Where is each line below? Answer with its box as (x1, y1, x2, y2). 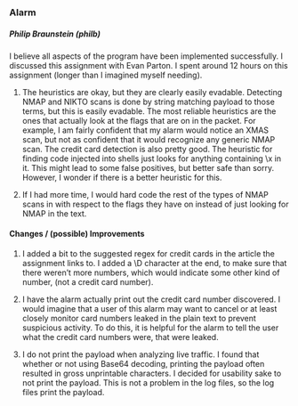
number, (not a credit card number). (21, 277, 154, 288)
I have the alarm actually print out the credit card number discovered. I (21, 294, 281, 304)
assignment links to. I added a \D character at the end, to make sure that (21, 258, 287, 269)
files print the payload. (21, 387, 105, 398)
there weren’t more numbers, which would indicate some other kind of (21, 267, 280, 278)
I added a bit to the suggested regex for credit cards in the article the (21, 248, 276, 259)
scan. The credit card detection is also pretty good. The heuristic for (21, 143, 273, 154)
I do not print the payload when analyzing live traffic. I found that (21, 349, 260, 360)
